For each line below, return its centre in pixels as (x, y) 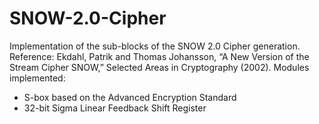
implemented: (37, 78)
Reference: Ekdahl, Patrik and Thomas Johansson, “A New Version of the (159, 56)
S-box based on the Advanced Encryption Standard (130, 97)
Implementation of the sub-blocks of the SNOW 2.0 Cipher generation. (155, 46)
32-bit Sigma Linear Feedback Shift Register (115, 108)
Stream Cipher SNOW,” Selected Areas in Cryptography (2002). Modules (159, 67)
